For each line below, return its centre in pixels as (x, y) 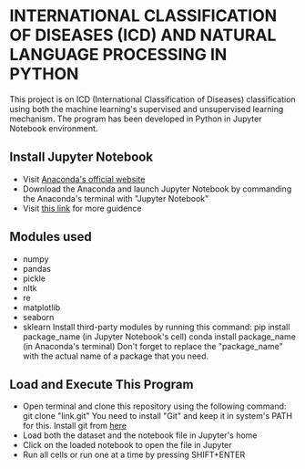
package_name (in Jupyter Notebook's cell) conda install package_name (159, 336)
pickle (34, 278)
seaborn (38, 317)
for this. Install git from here (75, 426)
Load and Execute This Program (102, 384)
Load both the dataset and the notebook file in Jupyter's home (140, 435)
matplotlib (41, 307)
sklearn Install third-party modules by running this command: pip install (156, 327)
